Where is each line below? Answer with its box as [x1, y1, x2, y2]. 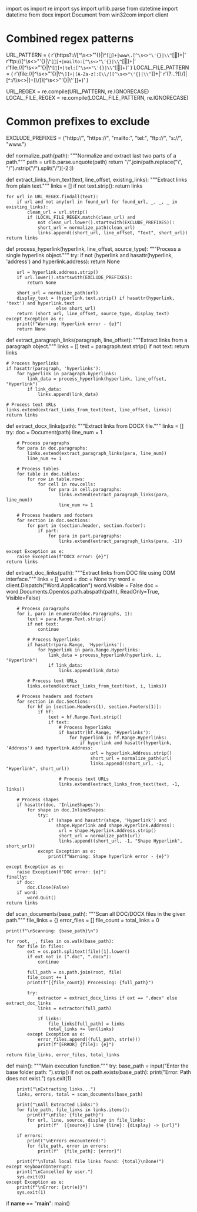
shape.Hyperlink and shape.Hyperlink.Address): [56, 823, 175, 828]
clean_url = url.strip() [27, 209, 88, 215]
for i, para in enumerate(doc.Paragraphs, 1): [16, 611, 133, 617]
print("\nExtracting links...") [16, 1086, 96, 1092]
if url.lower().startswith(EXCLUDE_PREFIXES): [16, 274, 133, 280]
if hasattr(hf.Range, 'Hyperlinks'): [58, 729, 151, 735]
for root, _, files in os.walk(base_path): [6, 938, 115, 944]
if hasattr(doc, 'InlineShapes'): [16, 802, 101, 808]
